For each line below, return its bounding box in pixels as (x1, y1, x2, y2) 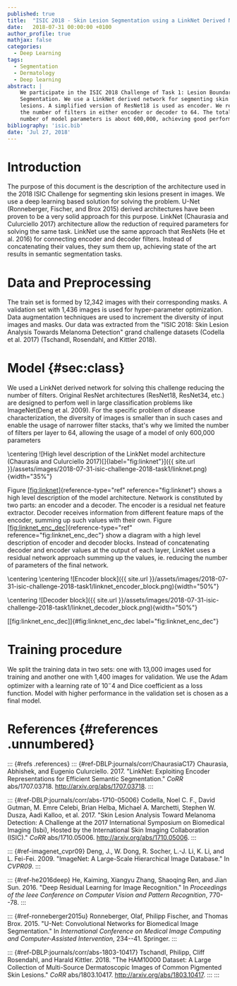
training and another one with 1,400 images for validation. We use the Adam (7, 672, 228, 682)
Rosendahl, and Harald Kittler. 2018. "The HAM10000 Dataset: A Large (7, 955, 212, 964)
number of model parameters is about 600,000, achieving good (20, 115, 207, 122)
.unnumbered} (7, 736, 95, 752)
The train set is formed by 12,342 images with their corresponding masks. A (7, 298, 228, 307)
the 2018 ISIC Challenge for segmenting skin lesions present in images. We (7, 190, 226, 198)
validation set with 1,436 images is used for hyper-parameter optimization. (7, 305, 224, 314)
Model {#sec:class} (7, 360, 126, 376)
